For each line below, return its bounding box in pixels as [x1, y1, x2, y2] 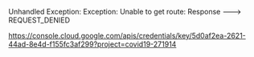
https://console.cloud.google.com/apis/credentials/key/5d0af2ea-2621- [8, 31, 247, 40]
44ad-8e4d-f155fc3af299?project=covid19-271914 [8, 39, 177, 49]
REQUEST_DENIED [8, 15, 71, 25]
